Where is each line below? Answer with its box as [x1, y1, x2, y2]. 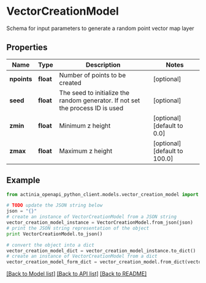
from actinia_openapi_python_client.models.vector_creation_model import [6, 191, 199, 197]
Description [85, 60, 121, 69]
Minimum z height [59, 121, 111, 130]
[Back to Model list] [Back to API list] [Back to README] [6, 270, 147, 277]
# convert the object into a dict [6, 242, 95, 248]
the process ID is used [59, 104, 124, 112]
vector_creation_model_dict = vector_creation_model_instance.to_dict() [6, 247, 196, 254]
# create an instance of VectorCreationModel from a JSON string [6, 214, 177, 220]
